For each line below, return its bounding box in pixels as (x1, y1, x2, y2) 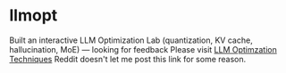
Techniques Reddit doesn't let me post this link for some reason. (9, 53, 247, 64)
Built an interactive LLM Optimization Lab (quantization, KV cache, (9, 35, 253, 45)
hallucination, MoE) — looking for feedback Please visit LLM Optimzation (9, 44, 277, 54)
